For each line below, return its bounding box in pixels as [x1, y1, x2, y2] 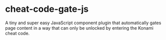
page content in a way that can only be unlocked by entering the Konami [5, 25, 154, 31]
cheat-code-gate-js [5, 3, 89, 15]
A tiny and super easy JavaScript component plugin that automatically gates [5, 20, 162, 26]
